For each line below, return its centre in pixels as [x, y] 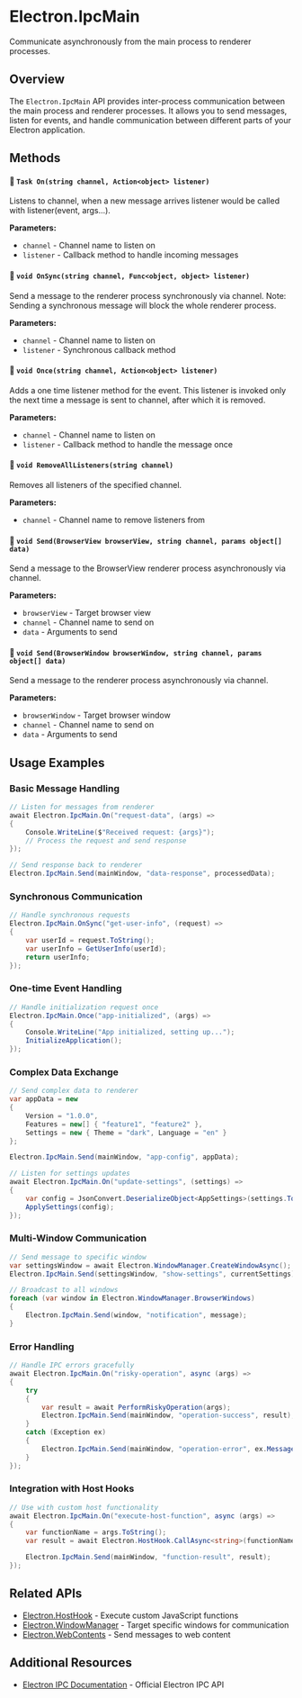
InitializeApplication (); [74, 1041]
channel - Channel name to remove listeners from [113, 519]
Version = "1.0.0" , [62, 1115]
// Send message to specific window [78, 1257]
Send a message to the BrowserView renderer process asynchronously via [147, 568]
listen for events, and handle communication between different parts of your [151, 120]
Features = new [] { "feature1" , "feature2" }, [114, 1124]
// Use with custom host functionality [84, 1507]
